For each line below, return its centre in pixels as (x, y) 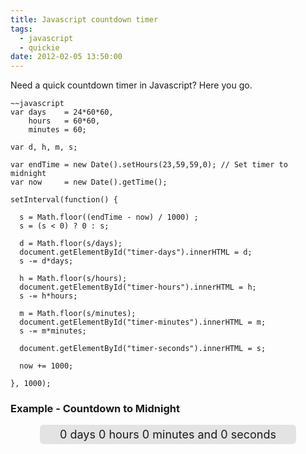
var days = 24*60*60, (62, 112)
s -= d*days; (46, 261)
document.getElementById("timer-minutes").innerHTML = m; (143, 322)
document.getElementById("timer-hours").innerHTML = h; (138, 287)
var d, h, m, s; (44, 147)
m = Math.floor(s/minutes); (78, 314)
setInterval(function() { (64, 200)
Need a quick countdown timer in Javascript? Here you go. (131, 85)
